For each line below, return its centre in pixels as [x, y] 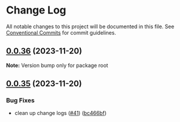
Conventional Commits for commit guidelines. [61, 32]
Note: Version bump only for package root [57, 65]
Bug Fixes [21, 100]
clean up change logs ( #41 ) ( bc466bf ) [60, 113]
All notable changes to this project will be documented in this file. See [90, 26]
